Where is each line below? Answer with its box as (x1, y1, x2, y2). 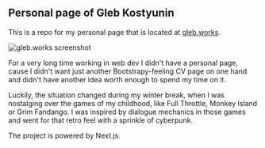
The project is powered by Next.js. (8, 131, 121, 140)
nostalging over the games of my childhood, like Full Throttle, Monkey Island (8, 98, 258, 108)
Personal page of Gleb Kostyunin (8, 6, 175, 20)
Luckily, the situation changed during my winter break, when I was (8, 90, 225, 100)
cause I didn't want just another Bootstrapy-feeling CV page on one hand (8, 66, 248, 76)
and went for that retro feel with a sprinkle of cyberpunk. (8, 115, 193, 125)
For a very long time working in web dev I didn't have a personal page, (8, 58, 239, 67)
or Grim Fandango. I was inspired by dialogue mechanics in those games (8, 107, 246, 116)
